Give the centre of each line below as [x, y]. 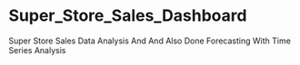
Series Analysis [37, 50]
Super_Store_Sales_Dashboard [128, 16]
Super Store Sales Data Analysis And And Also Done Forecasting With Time [150, 41]
